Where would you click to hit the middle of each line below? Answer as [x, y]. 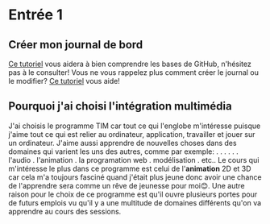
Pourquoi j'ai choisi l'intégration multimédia [120, 106]
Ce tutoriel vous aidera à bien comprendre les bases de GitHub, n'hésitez [130, 64]
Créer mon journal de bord [76, 45]
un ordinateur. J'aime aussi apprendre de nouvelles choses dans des [123, 143]
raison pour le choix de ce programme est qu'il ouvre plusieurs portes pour [133, 194]
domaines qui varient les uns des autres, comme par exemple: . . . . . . [124, 151]
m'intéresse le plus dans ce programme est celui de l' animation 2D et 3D [130, 168]
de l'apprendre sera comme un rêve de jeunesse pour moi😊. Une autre [127, 185]
